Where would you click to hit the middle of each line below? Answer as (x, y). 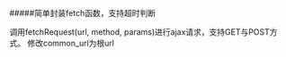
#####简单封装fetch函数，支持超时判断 (82, 13)
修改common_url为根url (71, 43)
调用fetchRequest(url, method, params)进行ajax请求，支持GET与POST (139, 32)
